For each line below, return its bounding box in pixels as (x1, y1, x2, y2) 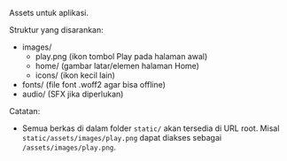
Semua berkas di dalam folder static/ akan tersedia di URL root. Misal (21, 123, 280, 134)
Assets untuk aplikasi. (9, 8, 89, 18)
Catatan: (9, 106, 41, 116)
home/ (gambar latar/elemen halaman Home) (35, 61, 199, 71)
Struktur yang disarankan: (9, 25, 104, 34)
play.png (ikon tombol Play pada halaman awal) (35, 51, 208, 61)
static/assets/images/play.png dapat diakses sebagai (21, 133, 222, 142)
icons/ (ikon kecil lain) (35, 70, 115, 80)
